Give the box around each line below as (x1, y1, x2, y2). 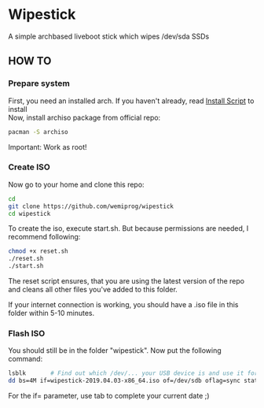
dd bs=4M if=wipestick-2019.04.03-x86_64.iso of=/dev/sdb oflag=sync (8, 376, 241, 385)
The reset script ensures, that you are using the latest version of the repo (8, 276, 245, 286)
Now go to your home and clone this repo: (8, 180, 145, 189)
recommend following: (8, 232, 81, 242)
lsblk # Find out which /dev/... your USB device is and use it (8, 369, 244, 377)
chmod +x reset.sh (8, 247, 68, 255)
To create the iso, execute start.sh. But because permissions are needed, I (8, 224, 249, 233)
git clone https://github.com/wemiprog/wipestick (8, 202, 174, 210)
